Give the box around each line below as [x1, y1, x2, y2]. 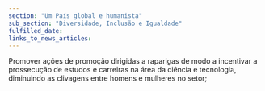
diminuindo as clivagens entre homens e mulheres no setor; [8, 73, 208, 83]
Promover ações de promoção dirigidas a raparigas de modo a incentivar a [8, 56, 258, 66]
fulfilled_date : [8, 27, 63, 35]
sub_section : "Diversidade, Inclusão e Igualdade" [8, 19, 183, 27]
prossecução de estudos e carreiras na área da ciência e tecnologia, [8, 65, 237, 75]
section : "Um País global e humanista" [8, 11, 143, 20]
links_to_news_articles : [8, 34, 92, 43]
